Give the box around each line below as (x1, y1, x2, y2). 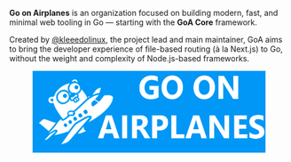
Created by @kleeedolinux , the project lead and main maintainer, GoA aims (9, 35, 283, 45)
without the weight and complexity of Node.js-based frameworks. (9, 53, 250, 63)
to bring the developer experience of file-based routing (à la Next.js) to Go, (9, 44, 284, 54)
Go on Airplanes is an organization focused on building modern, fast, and (9, 8, 279, 18)
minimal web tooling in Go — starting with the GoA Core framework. (9, 17, 257, 28)
